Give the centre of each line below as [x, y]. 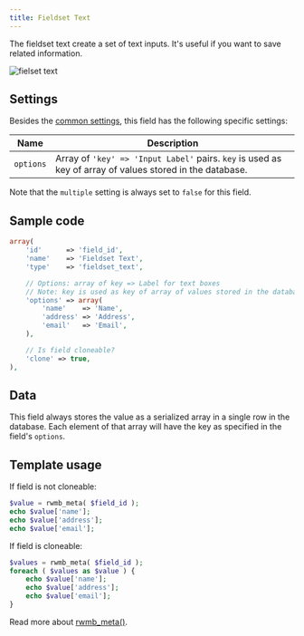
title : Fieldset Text [50, 18]
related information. [46, 53]
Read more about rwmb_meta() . [69, 622]
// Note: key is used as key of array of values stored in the [147, 292]
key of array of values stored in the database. [152, 170]
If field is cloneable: [46, 545]
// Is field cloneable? [71, 350]
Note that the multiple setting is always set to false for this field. [130, 192]
